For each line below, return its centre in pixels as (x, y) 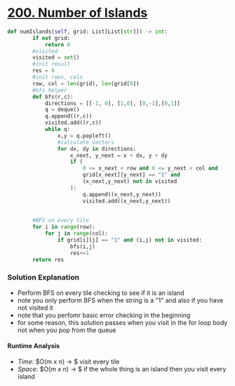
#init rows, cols (58, 77)
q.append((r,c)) (68, 116)
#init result (52, 64)
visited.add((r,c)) (73, 123)
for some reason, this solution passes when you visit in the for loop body (122, 322)
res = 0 (43, 71)
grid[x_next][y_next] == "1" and (131, 175)
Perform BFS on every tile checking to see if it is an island (101, 293)
